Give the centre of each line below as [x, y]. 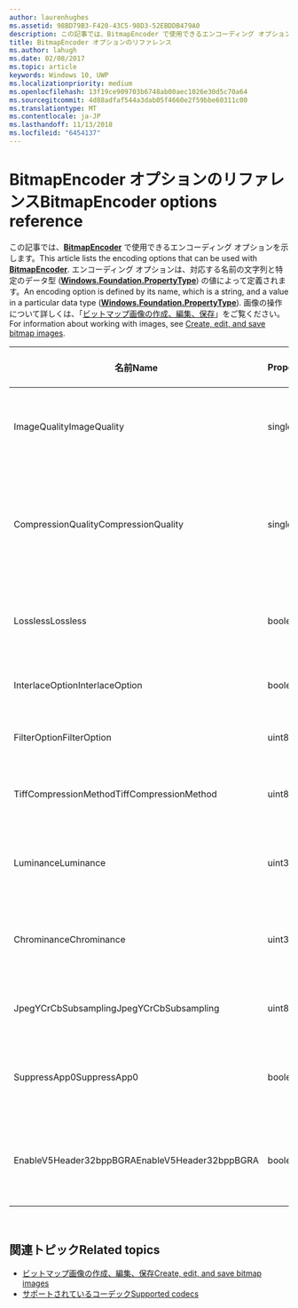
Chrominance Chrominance [70, 939]
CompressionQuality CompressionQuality [98, 524]
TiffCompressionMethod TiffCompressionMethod [115, 794]
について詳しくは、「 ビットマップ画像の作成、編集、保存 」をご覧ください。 [147, 313]
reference [46, 222]
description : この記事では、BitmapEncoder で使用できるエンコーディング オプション [150, 34]
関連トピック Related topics [85, 1250]
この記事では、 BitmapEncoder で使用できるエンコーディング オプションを [145, 247]
